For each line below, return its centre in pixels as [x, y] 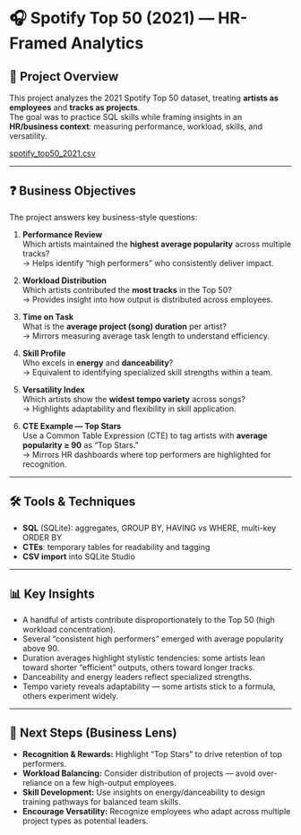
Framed [39, 43]
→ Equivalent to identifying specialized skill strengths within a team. [147, 372]
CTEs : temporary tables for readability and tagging [116, 547]
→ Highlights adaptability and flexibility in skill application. [129, 409]
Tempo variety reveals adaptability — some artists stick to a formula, [149, 686]
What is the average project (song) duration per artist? [124, 326]
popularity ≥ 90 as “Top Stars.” [80, 444]
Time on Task [48, 316]
